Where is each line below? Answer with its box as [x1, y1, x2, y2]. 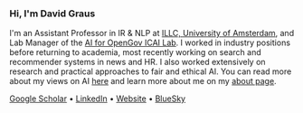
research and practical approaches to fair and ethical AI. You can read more [9, 66, 292, 77]
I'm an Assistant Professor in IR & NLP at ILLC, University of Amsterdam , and [9, 28, 295, 39]
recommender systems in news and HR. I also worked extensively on [9, 57, 266, 68]
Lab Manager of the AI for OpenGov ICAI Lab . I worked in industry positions [9, 37, 291, 48]
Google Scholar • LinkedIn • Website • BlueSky [9, 93, 186, 104]
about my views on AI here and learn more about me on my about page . [9, 76, 278, 87]
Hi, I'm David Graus [9, 7, 96, 20]
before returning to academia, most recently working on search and [9, 47, 262, 58]
